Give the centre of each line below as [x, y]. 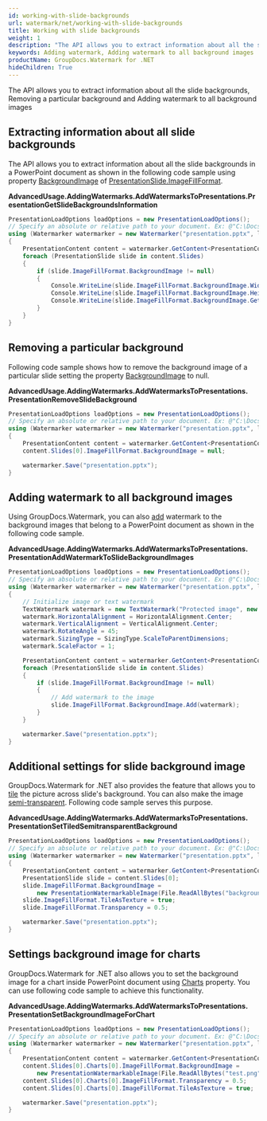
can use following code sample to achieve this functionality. [106, 990]
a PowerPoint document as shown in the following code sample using [122, 172]
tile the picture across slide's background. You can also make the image [126, 794]
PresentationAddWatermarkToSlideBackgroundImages [101, 558]
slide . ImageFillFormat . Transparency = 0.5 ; [96, 908]
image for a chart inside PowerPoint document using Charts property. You [129, 982]
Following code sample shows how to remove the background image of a [128, 366]
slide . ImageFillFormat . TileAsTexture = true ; [99, 900]
